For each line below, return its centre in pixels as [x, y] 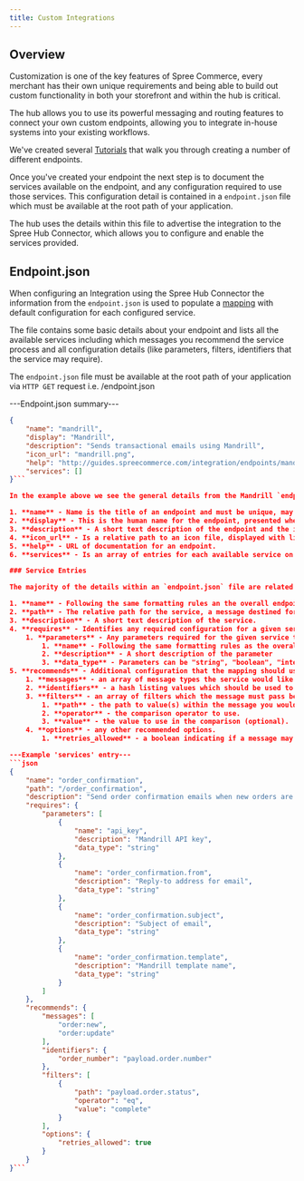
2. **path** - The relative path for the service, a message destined [145, 612]
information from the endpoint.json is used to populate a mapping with [142, 303]
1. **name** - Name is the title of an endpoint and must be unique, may [152, 512]
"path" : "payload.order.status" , [137, 1092]
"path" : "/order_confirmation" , [86, 789]
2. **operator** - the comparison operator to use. [142, 713]
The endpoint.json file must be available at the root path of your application [151, 376]
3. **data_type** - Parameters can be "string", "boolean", [157, 663]
